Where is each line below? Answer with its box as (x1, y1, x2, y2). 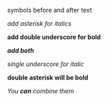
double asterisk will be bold (7, 73, 88, 81)
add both (7, 47, 35, 54)
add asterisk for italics (7, 20, 72, 27)
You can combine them (7, 87, 75, 95)
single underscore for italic (7, 60, 85, 68)
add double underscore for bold (7, 33, 101, 41)
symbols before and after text (7, 6, 93, 14)
